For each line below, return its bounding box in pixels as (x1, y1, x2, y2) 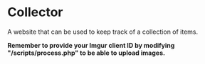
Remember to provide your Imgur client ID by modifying (7, 41, 175, 49)
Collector (7, 4, 63, 20)
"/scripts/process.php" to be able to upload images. (7, 49, 166, 57)
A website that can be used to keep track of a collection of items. (7, 27, 199, 36)
